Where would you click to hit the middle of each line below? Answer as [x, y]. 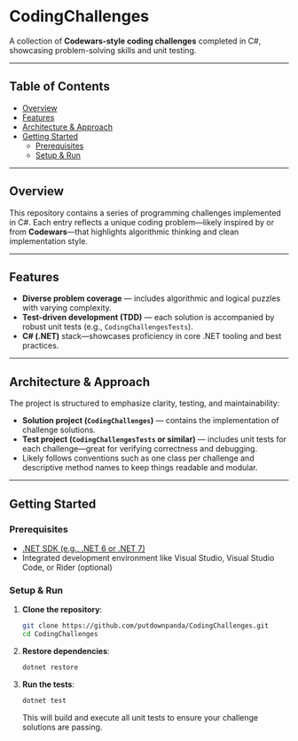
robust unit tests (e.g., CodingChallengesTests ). [107, 327]
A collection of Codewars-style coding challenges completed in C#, [135, 41]
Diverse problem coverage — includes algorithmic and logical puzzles [151, 298]
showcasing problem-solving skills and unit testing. [103, 50]
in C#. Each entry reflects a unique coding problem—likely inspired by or [142, 222]
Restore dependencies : [66, 650]
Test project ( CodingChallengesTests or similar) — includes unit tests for [154, 439]
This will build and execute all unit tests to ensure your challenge [140, 717]
